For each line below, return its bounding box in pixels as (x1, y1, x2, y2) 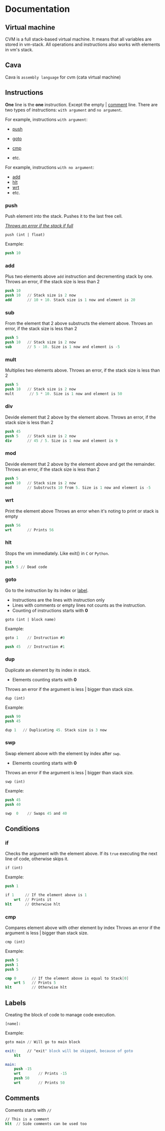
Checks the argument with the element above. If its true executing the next (5, 851, 158, 857)
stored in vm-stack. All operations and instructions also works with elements (5, 42, 161, 47)
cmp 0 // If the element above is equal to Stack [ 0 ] (5, 976, 129, 981)
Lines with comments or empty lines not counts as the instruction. (12, 602, 146, 608)
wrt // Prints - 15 (14, 1071, 67, 1076)
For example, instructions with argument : (5, 116, 88, 122)
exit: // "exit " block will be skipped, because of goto (5, 1048, 133, 1053)
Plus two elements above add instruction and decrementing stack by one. (5, 273, 154, 280)
